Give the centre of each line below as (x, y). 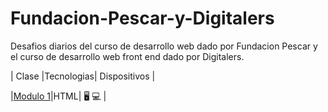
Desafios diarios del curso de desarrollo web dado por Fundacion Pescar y (164, 46)
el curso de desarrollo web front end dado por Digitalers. (127, 56)
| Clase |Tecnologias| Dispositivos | (83, 76)
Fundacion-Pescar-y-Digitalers (142, 18)
